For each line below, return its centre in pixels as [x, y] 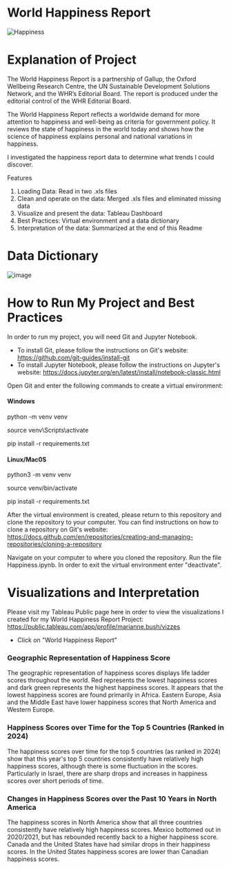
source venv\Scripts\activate [48, 430]
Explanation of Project [72, 60]
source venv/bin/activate [42, 488]
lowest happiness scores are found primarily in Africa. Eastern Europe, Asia [114, 695]
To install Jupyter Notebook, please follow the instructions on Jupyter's [119, 365]
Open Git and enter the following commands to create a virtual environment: [115, 386]
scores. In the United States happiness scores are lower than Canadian [108, 851]
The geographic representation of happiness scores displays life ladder [109, 673]
